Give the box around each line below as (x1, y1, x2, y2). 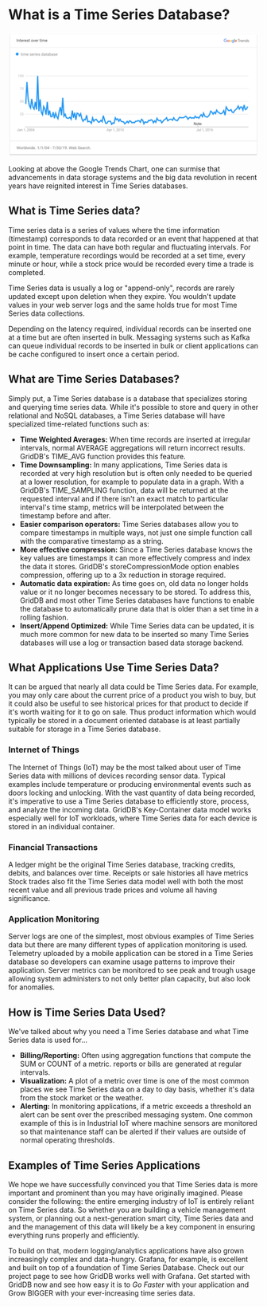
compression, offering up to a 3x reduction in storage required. (19, 570, 226, 580)
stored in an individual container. (8, 821, 115, 831)
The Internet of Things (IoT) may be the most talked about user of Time (8, 762, 242, 772)
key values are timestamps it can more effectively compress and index (19, 553, 251, 563)
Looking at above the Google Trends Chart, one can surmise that (8, 164, 221, 173)
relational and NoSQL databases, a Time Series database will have (8, 411, 226, 420)
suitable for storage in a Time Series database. (8, 724, 161, 734)
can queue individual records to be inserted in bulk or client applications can (8, 340, 259, 350)
